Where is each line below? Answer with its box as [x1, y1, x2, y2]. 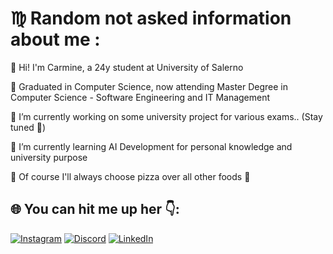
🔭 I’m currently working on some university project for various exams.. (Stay [10, 110, 323, 122]
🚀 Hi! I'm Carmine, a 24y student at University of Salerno [10, 61, 244, 73]
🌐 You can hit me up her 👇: [10, 201, 180, 218]
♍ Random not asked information [10, 7, 292, 30]
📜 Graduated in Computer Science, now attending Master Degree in [10, 80, 289, 92]
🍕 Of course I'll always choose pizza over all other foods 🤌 [10, 170, 251, 182]
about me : [10, 28, 101, 51]
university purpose [10, 151, 88, 163]
